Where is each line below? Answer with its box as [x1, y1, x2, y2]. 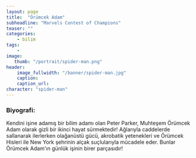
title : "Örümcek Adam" [6, 14, 66, 20]
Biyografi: [6, 106, 36, 114]
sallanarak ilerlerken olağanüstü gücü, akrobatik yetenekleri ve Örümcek [6, 132, 183, 140]
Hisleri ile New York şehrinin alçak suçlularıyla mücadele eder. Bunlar [6, 138, 176, 146]
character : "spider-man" [6, 86, 68, 92]
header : [6, 64, 26, 70]
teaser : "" [6, 25, 33, 32]
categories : [6, 31, 36, 37]
